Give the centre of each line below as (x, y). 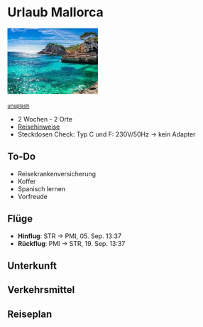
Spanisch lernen (42, 188)
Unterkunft (32, 266)
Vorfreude (33, 196)
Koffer (27, 181)
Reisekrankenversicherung (57, 173)
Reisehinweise (39, 127)
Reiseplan (30, 314)
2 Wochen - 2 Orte (45, 119)
